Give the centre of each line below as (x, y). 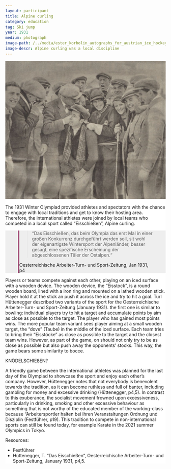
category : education (27, 21)
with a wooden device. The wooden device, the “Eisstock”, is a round (78, 286)
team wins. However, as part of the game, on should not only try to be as (81, 340)
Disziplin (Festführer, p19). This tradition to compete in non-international (81, 419)
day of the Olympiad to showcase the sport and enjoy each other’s (75, 376)
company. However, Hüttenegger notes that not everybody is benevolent (81, 381)
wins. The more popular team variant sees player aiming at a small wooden (84, 323)
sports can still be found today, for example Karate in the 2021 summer (79, 425)
